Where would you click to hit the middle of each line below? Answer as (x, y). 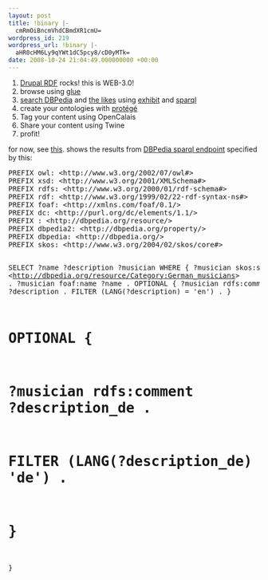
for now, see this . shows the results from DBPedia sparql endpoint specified (133, 149)
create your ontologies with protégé (79, 108)
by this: (20, 157)
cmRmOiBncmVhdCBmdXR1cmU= (59, 30)
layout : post (30, 16)
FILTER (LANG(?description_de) (130, 461)
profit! (30, 133)
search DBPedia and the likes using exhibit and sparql (108, 100)
